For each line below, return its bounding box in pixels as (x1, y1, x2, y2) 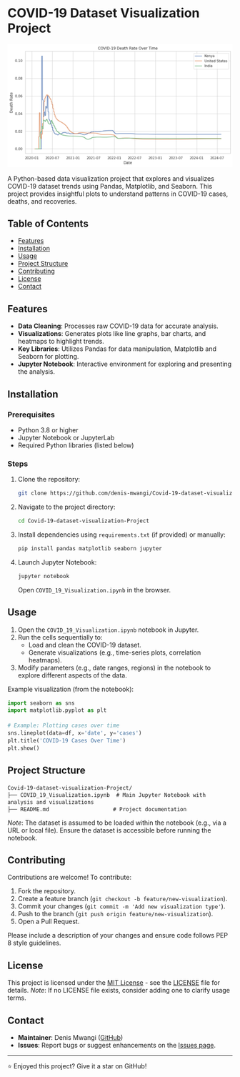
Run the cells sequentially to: (17, 632, 103, 641)
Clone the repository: (17, 475, 81, 484)
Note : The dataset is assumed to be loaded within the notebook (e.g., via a (7, 818, 227, 827)
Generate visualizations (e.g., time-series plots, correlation (28, 648, 201, 657)
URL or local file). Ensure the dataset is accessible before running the (7, 825, 211, 834)
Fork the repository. (17, 887, 76, 895)
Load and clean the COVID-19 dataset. (28, 640, 141, 649)
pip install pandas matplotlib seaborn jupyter (17, 545, 162, 552)
